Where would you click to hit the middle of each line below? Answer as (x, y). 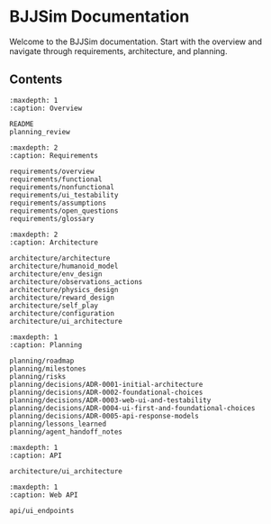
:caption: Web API (44, 495)
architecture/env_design (56, 274)
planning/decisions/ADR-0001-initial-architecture (106, 384)
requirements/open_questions (64, 211)
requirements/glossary (52, 218)
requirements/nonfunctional (62, 187)
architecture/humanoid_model (64, 266)
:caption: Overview (46, 108)
